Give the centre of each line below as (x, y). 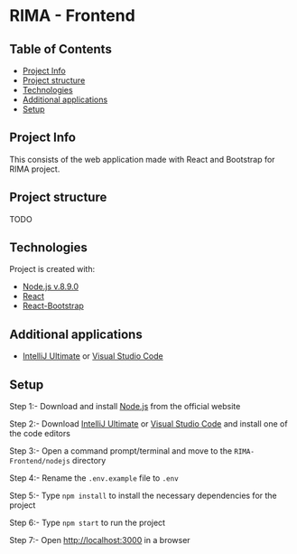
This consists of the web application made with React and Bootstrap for (142, 159)
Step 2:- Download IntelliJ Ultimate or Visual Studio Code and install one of (148, 424)
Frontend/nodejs (40, 462)
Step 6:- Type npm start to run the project (87, 523)
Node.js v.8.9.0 (51, 286)
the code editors (40, 434)
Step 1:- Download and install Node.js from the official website (125, 407)
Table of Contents (61, 49)
